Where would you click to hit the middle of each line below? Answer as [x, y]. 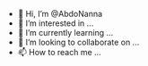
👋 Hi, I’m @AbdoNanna [60, 14]
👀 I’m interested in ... [56, 23]
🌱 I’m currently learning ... [65, 33]
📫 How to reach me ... [59, 52]
